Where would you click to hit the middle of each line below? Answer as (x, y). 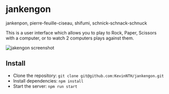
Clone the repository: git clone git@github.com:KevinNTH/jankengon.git (88, 75)
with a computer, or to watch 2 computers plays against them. (70, 38)
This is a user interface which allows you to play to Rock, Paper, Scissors (81, 32)
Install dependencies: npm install (48, 80)
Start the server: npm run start (45, 86)
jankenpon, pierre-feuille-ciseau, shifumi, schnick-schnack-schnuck (76, 23)
